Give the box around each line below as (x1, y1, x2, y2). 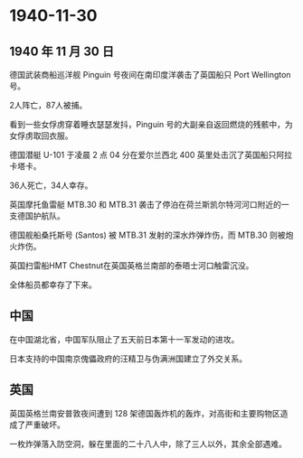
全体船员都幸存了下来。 (9, 279, 97, 290)
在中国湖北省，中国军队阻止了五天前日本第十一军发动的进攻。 (9, 333, 240, 344)
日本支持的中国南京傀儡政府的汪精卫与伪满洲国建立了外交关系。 (9, 353, 247, 364)
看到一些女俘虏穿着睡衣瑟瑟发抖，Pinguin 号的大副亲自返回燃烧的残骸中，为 (9, 119, 294, 129)
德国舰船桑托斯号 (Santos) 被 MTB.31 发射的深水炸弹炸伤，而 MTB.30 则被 (9, 229, 287, 240)
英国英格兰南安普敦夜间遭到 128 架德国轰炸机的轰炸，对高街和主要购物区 (9, 407, 280, 418)
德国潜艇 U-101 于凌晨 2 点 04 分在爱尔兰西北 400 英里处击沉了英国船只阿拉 (9, 150, 292, 160)
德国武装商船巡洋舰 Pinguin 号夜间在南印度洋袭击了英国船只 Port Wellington (9, 70, 291, 79)
